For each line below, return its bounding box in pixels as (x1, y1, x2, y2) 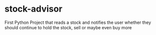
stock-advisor (4, 3, 63, 15)
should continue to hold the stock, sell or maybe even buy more (4, 24, 132, 30)
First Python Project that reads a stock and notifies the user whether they (4, 19, 151, 25)
